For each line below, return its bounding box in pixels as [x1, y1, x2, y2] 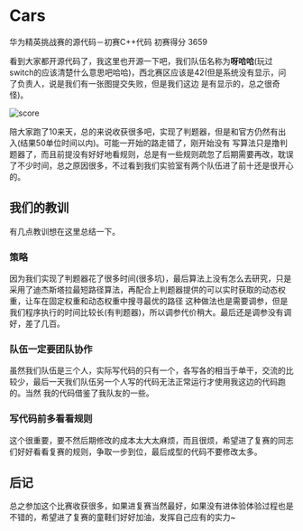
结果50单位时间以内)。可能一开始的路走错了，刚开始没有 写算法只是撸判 [20, 137, 289, 148]
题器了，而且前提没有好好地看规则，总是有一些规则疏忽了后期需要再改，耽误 [9, 148, 294, 159]
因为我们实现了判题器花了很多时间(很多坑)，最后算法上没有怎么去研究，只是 [9, 273, 292, 284]
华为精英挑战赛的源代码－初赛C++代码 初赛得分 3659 [9, 36, 207, 47]
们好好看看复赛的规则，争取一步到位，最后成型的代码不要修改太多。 [9, 446, 262, 457]
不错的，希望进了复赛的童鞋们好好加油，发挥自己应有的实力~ [9, 512, 236, 523]
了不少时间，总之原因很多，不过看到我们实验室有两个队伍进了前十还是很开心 [9, 160, 294, 171]
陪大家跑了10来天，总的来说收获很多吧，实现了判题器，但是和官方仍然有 [9, 126, 279, 136]
